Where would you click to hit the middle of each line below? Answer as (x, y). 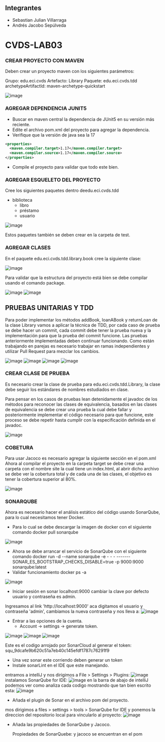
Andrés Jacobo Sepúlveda (39, 25)
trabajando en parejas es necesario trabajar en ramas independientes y (78, 346)
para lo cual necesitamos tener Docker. (45, 518)
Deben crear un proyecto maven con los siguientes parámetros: (70, 71)
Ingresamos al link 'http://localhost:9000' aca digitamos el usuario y (74, 606)
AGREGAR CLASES (28, 247)
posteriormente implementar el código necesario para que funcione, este (79, 415)
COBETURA (19, 447)
